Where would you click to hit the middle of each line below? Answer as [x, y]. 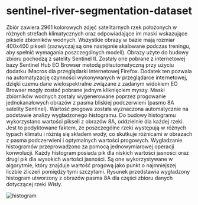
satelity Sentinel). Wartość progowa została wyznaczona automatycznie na [98, 109]
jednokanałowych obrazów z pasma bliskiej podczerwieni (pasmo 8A [90, 102]
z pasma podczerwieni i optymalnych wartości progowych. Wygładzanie [94, 140]
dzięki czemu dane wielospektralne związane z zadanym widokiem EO [92, 83]
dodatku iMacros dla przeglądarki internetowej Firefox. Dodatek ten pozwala [99, 71]
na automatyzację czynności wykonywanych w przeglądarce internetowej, [97, 77]
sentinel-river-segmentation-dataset [99, 11]
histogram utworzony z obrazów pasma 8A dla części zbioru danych [90, 178]
